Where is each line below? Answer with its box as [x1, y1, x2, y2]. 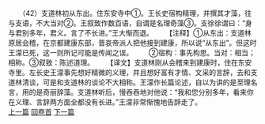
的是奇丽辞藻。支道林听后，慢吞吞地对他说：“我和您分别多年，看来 [28, 88, 248, 96]
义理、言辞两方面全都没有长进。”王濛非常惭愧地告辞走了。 [14, 97, 203, 107]
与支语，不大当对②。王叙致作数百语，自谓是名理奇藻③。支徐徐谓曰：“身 [8, 18, 253, 28]
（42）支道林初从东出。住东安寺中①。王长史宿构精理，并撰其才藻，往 [21, 9, 252, 17]
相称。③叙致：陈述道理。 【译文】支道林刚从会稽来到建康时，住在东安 [8, 58, 252, 67]
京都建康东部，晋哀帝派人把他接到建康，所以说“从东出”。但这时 [49, 38, 257, 47]
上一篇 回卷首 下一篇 [8, 107, 75, 116]
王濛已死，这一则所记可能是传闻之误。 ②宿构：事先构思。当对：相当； [8, 48, 256, 57]
